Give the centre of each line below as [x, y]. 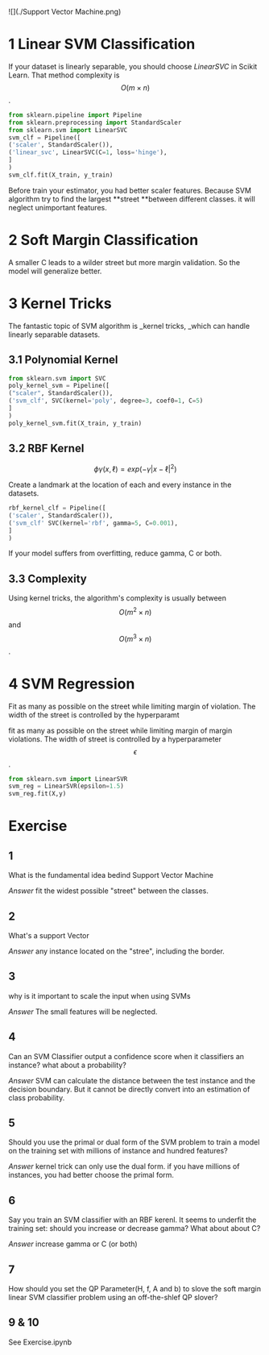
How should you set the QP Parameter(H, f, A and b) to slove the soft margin [135, 1289]
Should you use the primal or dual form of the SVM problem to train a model [134, 1142]
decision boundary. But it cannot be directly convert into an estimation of [129, 1089]
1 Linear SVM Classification [102, 44]
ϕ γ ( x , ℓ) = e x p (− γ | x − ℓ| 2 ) [135, 468]
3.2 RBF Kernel [46, 449]
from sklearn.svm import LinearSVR [68, 779]
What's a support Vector [49, 935]
